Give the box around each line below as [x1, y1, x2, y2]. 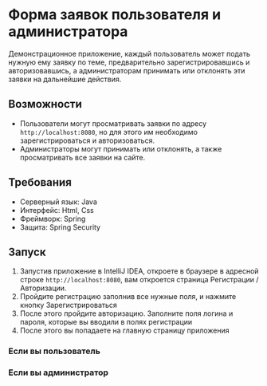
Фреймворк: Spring [19, 214, 86, 223]
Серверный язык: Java [19, 197, 98, 207]
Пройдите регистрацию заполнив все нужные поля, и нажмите [19, 292, 237, 301]
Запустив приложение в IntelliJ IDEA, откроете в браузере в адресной [19, 266, 259, 276]
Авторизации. [19, 283, 67, 293]
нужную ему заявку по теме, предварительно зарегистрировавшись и [8, 57, 250, 67]
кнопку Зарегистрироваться [19, 301, 118, 310]
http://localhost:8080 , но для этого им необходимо [19, 127, 198, 136]
